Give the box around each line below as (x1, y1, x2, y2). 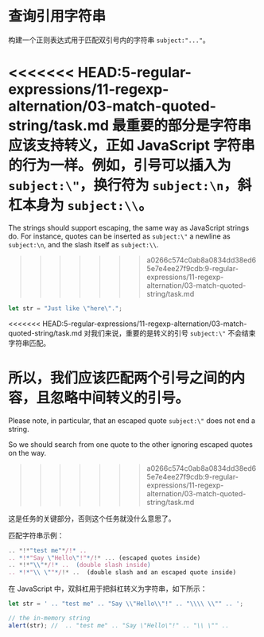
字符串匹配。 (8, 338, 50, 348)
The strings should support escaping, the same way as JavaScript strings (8, 223, 250, 232)
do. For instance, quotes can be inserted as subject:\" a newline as (8, 231, 231, 241)
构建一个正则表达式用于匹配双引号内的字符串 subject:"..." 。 (8, 35, 211, 45)
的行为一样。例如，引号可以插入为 (8, 157, 232, 175)
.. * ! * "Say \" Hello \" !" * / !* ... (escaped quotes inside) (8, 553, 201, 561)
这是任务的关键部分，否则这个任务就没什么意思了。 (8, 514, 176, 523)
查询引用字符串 (8, 7, 107, 25)
